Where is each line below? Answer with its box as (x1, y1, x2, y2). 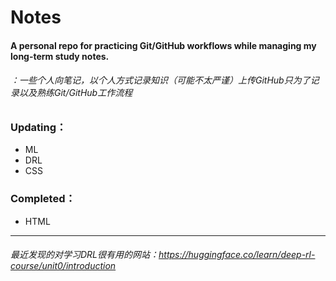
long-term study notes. (10, 50, 110, 62)
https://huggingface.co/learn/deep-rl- (158, 249, 316, 261)
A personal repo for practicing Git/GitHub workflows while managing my (10, 39, 317, 51)
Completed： (10, 192, 76, 206)
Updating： (10, 120, 67, 134)
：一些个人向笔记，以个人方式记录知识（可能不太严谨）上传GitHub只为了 (10, 74, 311, 86)
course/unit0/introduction (10, 260, 117, 272)
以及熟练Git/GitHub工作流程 (18, 87, 133, 99)
